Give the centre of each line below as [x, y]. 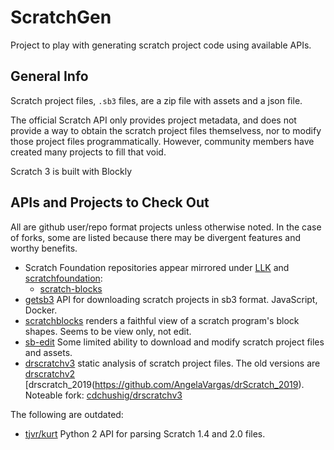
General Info [49, 76]
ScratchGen [61, 17]
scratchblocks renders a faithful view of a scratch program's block [162, 320]
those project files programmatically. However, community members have [162, 141]
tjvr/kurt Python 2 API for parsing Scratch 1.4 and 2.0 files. [145, 433]
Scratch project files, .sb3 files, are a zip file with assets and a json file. [156, 100]
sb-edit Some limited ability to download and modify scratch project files [174, 342]
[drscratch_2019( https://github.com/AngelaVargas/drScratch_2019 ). [164, 384]
